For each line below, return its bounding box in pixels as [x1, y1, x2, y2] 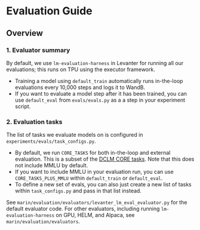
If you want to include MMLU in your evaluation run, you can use [14, 168, 174, 176]
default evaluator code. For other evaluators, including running [6, 205, 160, 213]
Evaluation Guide [6, 4, 93, 18]
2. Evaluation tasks [6, 118, 63, 126]
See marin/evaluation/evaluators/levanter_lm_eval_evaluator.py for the [6, 199, 187, 206]
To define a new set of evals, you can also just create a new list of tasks [14, 181, 192, 188]
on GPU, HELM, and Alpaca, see [56, 211, 135, 219]
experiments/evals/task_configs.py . [6, 137, 97, 145]
